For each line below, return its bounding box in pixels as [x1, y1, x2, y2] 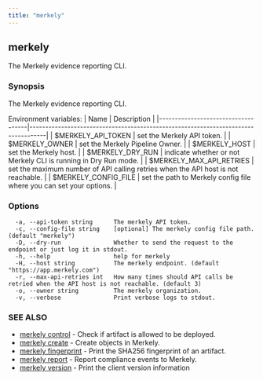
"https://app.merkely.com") [8, 266, 100, 275]
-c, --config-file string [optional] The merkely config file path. [15, 225, 255, 233]
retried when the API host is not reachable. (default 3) [8, 280, 202, 288]
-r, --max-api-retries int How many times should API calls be [15, 273, 234, 281]
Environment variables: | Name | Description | [8, 114, 155, 123]
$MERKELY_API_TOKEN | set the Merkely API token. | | [54, 130, 232, 140]
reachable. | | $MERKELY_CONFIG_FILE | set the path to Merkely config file [8, 172, 251, 181]
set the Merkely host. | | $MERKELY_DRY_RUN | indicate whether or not [8, 147, 240, 157]
